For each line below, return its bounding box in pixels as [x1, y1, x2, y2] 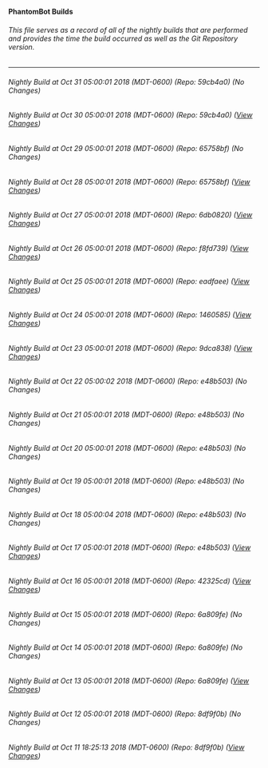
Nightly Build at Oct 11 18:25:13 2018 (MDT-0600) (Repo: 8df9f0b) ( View [8, 742, 245, 752]
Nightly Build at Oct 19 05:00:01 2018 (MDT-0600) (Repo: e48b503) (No [8, 476, 245, 486]
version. [8, 42, 35, 51]
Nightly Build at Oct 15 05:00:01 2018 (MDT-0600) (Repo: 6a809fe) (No [8, 609, 242, 619]
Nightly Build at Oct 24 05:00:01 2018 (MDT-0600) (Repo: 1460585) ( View [8, 310, 251, 320]
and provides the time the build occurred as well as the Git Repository [8, 34, 238, 43]
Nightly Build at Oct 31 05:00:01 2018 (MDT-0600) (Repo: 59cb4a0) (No [8, 77, 245, 86]
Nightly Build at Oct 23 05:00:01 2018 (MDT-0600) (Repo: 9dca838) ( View [8, 343, 253, 352]
